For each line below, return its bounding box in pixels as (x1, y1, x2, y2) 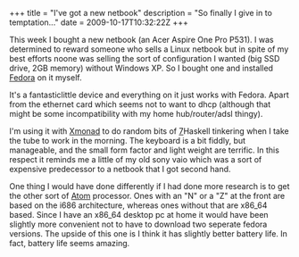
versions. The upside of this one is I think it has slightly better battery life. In (9, 228, 288, 239)
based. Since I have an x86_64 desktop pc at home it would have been (9, 210, 270, 220)
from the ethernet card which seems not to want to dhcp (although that (9, 99, 270, 110)
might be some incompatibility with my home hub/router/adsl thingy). (9, 109, 263, 119)
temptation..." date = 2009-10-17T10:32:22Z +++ (9, 17, 189, 28)
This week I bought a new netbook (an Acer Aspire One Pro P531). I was (9, 35, 274, 45)
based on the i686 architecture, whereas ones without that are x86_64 (9, 200, 268, 211)
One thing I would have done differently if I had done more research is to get (9, 181, 290, 191)
